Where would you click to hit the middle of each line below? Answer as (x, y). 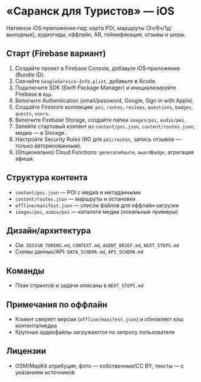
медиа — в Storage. (40, 132)
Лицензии (26, 351)
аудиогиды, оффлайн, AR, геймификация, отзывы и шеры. (112, 34)
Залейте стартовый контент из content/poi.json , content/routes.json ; (105, 126)
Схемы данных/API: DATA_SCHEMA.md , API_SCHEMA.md (79, 252)
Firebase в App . (34, 94)
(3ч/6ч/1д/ (159, 28)
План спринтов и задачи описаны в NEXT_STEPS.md (79, 285)
